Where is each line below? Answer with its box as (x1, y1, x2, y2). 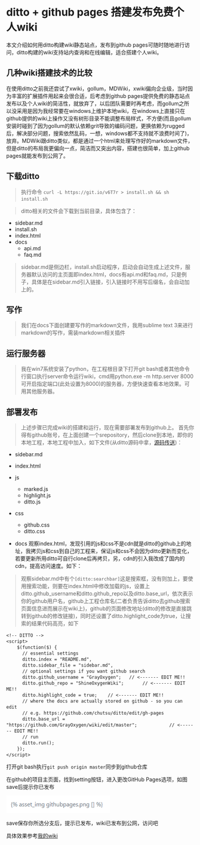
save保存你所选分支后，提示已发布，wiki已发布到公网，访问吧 (6, 819, 158, 826)
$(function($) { (17, 644, 58, 650)
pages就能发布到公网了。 (6, 152, 69, 159)
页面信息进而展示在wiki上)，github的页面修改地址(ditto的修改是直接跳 (20, 605, 192, 612)
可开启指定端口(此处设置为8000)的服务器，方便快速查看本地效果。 (20, 380, 185, 388)
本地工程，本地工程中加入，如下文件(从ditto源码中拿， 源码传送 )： (20, 439, 183, 445)
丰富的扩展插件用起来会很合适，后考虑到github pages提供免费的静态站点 (11, 92, 190, 99)
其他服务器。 (26, 388, 58, 395)
